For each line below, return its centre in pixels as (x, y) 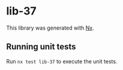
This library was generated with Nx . (50, 28)
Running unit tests (41, 47)
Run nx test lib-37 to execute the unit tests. (62, 61)
